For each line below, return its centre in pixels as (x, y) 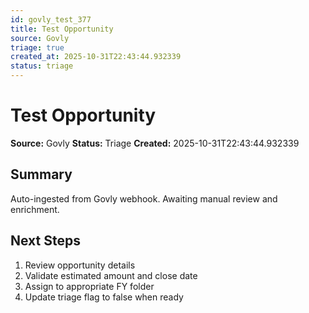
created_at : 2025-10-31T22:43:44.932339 (96, 57)
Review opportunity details (80, 265)
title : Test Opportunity (62, 29)
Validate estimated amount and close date (111, 275)
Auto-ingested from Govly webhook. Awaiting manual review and (144, 198)
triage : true (37, 47)
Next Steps (45, 241)
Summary (41, 174)
